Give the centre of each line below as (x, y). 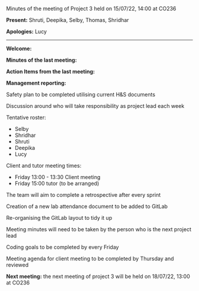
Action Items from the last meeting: (51, 71)
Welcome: (19, 49)
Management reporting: (36, 83)
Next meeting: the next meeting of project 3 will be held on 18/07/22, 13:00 (98, 276)
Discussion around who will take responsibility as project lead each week (95, 106)
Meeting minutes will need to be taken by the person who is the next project (99, 229)
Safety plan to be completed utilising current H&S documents (81, 95)
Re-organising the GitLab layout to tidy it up (59, 218)
